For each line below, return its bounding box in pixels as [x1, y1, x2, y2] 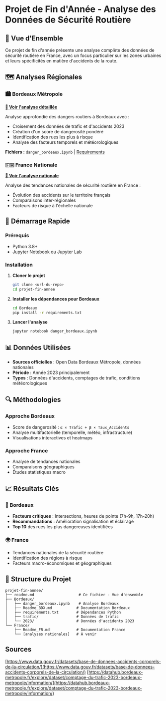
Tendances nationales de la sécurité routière [12, 550, 103, 556]
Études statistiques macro [12, 469, 66, 475]
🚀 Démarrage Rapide [5, 217, 71, 226]
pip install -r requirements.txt [12, 310, 82, 315]
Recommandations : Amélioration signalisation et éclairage [12, 518, 134, 524]
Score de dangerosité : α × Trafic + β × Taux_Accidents [12, 424, 130, 430]
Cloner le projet [12, 272, 46, 278]
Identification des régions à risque [12, 555, 83, 561]
